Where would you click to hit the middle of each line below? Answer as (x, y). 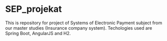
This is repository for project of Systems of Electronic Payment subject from (84, 23)
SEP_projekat (34, 9)
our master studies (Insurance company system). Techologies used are (79, 28)
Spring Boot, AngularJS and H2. (38, 33)
